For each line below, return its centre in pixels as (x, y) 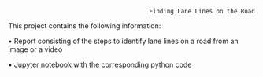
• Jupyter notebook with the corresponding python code (100, 64)
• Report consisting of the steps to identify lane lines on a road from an (123, 41)
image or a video (35, 49)
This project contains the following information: (85, 26)
